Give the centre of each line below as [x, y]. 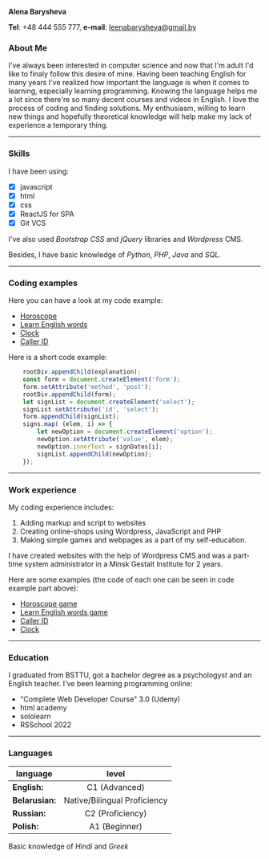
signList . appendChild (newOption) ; [94, 454]
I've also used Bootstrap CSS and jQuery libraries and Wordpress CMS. [126, 239]
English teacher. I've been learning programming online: [100, 684]
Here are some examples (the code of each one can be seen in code [121, 579]
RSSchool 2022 [46, 725]
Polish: [25, 827]
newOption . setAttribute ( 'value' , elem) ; [105, 440]
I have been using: [39, 171]
